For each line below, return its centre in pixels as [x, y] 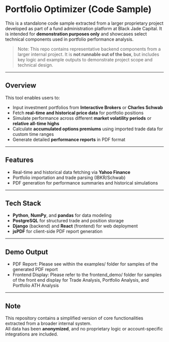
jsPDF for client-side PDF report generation [57, 231]
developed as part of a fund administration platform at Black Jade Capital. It [84, 28]
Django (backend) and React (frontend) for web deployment [75, 226]
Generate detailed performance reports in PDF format [69, 139]
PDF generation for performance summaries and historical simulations [85, 183]
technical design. [35, 65]
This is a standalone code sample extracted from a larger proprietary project [84, 23]
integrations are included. [32, 334]
